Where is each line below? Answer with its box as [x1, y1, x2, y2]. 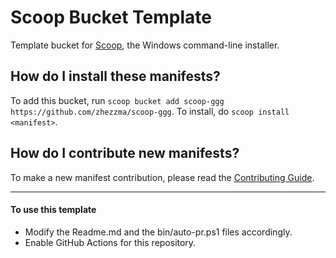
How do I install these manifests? [10, 68, 221, 85]
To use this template [10, 204, 97, 216]
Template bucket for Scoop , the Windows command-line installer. [10, 39, 280, 51]
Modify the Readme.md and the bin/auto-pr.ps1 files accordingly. [24, 226, 293, 238]
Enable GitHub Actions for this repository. [24, 236, 197, 248]
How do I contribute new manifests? [10, 145, 240, 162]
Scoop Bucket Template [10, 6, 212, 29]
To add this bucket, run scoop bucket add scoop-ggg [10, 94, 225, 106]
